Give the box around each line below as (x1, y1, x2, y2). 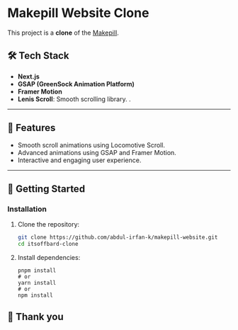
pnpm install (17, 267, 57, 274)
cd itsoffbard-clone (17, 241, 79, 248)
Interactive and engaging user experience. (17, 156, 142, 164)
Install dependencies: (17, 254, 81, 261)
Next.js (17, 72, 40, 81)
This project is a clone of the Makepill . (7, 28, 119, 37)
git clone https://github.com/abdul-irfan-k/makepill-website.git (17, 234, 218, 241)
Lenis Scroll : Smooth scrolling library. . (17, 94, 131, 103)
